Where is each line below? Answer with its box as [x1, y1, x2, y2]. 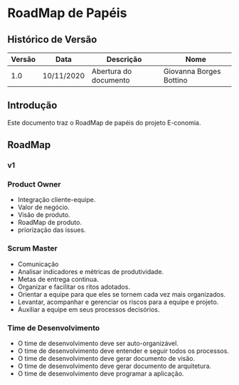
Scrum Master [7, 243, 58, 253]
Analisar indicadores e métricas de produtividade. [17, 267, 164, 275]
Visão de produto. [17, 211, 70, 219]
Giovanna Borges [163, 66, 221, 76]
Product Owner [7, 179, 61, 189]
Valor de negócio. [17, 203, 70, 211]
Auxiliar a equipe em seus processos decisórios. [17, 305, 160, 314]
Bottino [163, 75, 188, 85]
